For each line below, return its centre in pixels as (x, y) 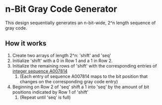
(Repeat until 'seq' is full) (45, 97)
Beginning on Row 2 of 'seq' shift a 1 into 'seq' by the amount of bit (81, 87)
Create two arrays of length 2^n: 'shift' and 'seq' (62, 55)
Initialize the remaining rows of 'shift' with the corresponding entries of (84, 66)
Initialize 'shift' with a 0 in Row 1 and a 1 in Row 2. (62, 61)
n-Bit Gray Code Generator (61, 9)
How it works (26, 44)
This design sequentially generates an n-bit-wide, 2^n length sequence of (81, 23)
